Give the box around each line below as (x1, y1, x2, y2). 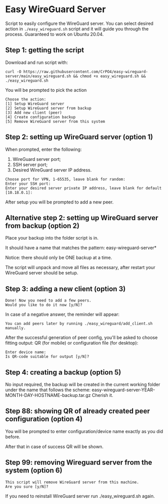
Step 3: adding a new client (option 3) (5, 284, 126, 293)
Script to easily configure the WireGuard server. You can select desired (5, 20, 153, 26)
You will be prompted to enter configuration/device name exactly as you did (5, 428, 163, 434)
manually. (5, 326, 26, 331)
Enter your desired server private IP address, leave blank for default (5, 185, 162, 191)
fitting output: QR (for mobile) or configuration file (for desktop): (5, 340, 138, 346)
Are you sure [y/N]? (5, 484, 49, 489)
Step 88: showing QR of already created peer (5, 407, 150, 416)
